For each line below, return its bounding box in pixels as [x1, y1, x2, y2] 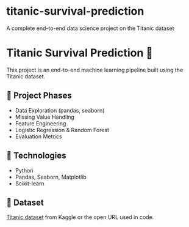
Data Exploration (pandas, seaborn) [15, 106, 105, 114]
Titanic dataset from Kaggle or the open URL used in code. [6, 214, 154, 221]
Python [15, 166, 34, 174]
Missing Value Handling [15, 113, 75, 121]
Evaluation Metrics [15, 133, 62, 140]
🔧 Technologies [6, 151, 66, 161]
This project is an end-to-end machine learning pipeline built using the [6, 66, 184, 73]
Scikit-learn [15, 179, 45, 187]
